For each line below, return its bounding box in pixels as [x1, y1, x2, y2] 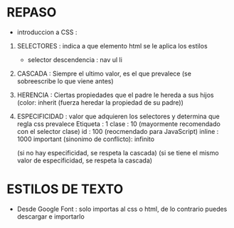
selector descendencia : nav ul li [27, 55, 122, 64]
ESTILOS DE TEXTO [6, 181, 124, 197]
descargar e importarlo [16, 212, 85, 221]
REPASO [6, 4, 57, 21]
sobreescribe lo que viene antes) [16, 76, 115, 85]
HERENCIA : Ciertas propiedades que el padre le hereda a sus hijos [16, 90, 214, 99]
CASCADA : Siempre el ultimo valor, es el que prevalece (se [16, 69, 191, 78]
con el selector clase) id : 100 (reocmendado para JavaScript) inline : [16, 127, 219, 135]
